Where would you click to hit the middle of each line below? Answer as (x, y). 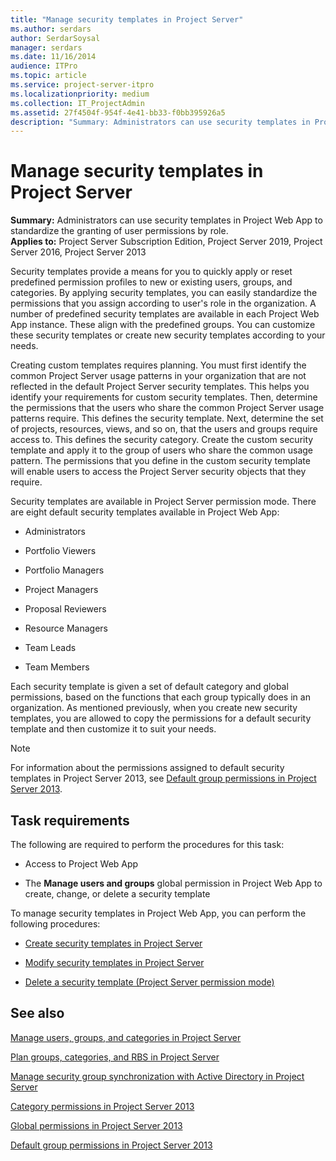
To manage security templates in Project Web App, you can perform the (158, 913)
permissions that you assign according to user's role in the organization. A (163, 303)
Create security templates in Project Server (113, 943)
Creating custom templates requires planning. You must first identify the (158, 365)
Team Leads (50, 648)
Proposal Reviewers (65, 609)
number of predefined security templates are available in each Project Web (165, 314)
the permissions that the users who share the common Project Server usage (167, 408)
